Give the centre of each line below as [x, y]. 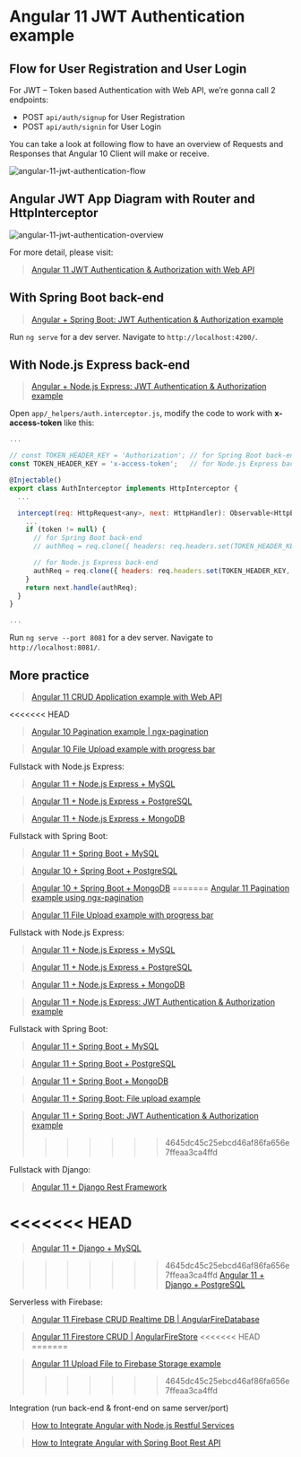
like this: [79, 423]
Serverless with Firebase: [56, 1302]
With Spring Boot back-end [86, 298]
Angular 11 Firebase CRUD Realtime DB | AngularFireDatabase [145, 1319]
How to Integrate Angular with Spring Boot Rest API [126, 1443]
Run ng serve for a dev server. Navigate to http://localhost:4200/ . [133, 336]
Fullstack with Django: [50, 1169]
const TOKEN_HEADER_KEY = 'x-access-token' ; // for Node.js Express [144, 464]
